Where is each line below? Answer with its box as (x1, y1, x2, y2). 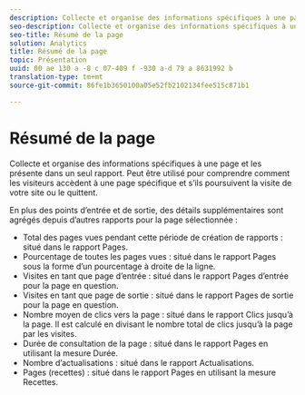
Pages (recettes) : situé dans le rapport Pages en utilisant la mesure (22, 367, 277, 378)
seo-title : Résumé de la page (9, 30, 124, 39)
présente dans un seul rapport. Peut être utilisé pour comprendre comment (9, 167, 290, 178)
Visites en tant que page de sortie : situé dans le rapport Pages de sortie (22, 290, 294, 301)
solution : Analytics (9, 38, 88, 48)
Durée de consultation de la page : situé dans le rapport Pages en (22, 338, 269, 349)
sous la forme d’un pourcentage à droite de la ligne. (22, 261, 216, 272)
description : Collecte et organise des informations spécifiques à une (9, 13, 286, 23)
